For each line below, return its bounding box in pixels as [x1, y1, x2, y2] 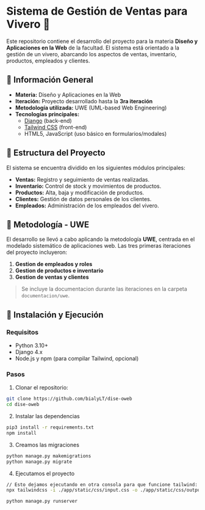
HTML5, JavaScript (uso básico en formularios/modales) [24, 130, 167, 137]
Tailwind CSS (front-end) [24, 124, 87, 131]
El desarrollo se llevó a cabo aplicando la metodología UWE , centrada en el [6, 235, 195, 243]
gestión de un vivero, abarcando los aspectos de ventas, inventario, [6, 50, 177, 57]
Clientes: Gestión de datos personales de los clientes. [15, 195, 152, 202]
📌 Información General [6, 75, 93, 85]
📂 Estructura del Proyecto [6, 148, 106, 158]
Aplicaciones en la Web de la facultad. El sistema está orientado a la [6, 44, 180, 51]
